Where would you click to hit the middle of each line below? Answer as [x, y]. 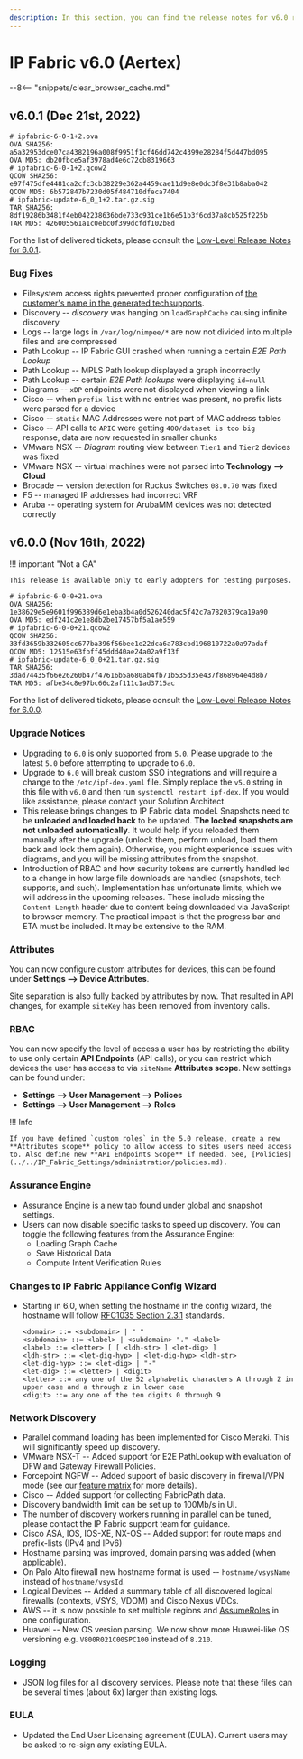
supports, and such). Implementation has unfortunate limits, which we [152, 888]
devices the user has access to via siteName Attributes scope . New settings [151, 1068]
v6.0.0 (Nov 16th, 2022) [78, 543]
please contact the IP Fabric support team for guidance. [126, 1524]
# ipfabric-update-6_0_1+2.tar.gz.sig [82, 200]
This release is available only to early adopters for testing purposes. [151, 581]
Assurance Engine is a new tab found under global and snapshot [142, 1205]
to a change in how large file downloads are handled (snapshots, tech [152, 878]
